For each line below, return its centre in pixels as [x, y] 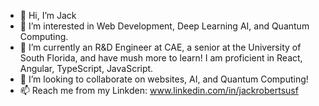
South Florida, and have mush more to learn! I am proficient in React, [161, 58]
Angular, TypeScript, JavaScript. [86, 68]
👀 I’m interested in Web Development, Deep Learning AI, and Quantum [164, 26]
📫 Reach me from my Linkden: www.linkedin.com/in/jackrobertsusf [159, 90]
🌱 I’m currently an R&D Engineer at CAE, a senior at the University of [160, 47]
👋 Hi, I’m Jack [48, 15]
